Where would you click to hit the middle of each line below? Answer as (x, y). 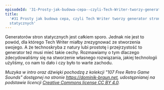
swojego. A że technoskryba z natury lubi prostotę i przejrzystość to (74, 47)
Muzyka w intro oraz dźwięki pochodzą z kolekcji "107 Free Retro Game (77, 72)
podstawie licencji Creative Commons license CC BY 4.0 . (62, 83)
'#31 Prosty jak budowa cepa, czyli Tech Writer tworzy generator (78, 18)
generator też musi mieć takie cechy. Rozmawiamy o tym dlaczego (72, 53)
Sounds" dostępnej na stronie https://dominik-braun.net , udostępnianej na (80, 77)
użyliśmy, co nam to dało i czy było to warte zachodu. (59, 63)
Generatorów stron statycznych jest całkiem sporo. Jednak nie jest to (75, 37)
